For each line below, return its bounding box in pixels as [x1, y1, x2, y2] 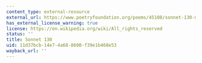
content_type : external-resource [6, 8, 90, 15]
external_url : [6, 14, 42, 20]
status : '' [6, 31, 34, 37]
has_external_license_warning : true [6, 20, 98, 26]
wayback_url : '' [6, 48, 47, 54]
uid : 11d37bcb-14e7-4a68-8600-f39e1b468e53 [6, 43, 117, 49]
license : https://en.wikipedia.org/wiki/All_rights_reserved [6, 25, 163, 32]
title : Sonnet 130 [6, 37, 52, 43]
